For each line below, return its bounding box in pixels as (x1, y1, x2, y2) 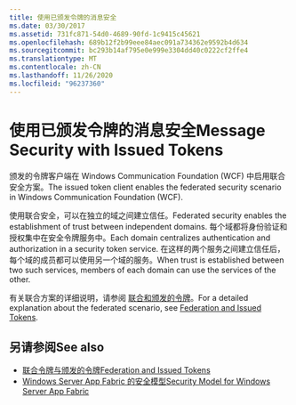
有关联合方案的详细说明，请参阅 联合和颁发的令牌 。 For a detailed (9, 292, 249, 303)
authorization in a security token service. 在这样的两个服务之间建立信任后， (9, 243, 286, 254)
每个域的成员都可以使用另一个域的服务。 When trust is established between (9, 255, 284, 265)
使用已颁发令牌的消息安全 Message (9, 120, 266, 141)
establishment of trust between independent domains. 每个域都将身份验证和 (9, 221, 288, 231)
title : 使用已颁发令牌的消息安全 (9, 12, 117, 22)
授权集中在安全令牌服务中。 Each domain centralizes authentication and (9, 232, 271, 243)
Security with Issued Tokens (9, 140, 224, 160)
